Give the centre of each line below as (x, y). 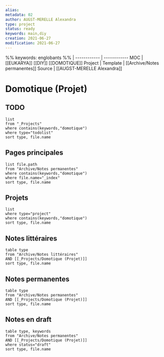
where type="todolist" (29, 133)
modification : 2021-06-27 (32, 43)
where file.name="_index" (32, 178)
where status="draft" (28, 345)
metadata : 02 (19, 15)
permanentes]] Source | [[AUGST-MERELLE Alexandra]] (64, 68)
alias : (12, 10)
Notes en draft (28, 320)
